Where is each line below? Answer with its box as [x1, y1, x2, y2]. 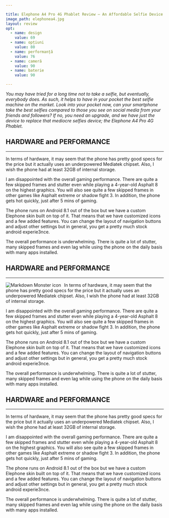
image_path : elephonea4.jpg [6, 16, 65, 22]
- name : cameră [10, 58, 42, 63]
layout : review [6, 21, 38, 26]
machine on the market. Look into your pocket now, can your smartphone [6, 102, 158, 107]
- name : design [10, 31, 42, 36]
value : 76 [15, 54, 36, 59]
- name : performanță [10, 49, 53, 54]
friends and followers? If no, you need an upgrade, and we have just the [6, 112, 155, 118]
